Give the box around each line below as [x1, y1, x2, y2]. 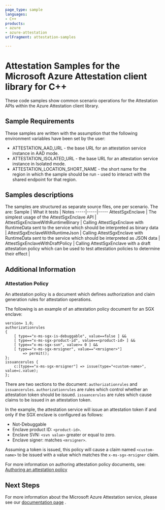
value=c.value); [5, 368, 38, 373]
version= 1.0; [5, 321, 34, 326]
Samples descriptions [5, 191, 74, 199]
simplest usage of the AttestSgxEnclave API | [5, 214, 97, 220]
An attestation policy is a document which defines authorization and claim [5, 291, 155, 297]
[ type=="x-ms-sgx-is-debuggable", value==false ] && [14, 334, 127, 339]
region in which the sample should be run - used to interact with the [12, 171, 150, 177]
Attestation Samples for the [5, 60, 120, 72]
